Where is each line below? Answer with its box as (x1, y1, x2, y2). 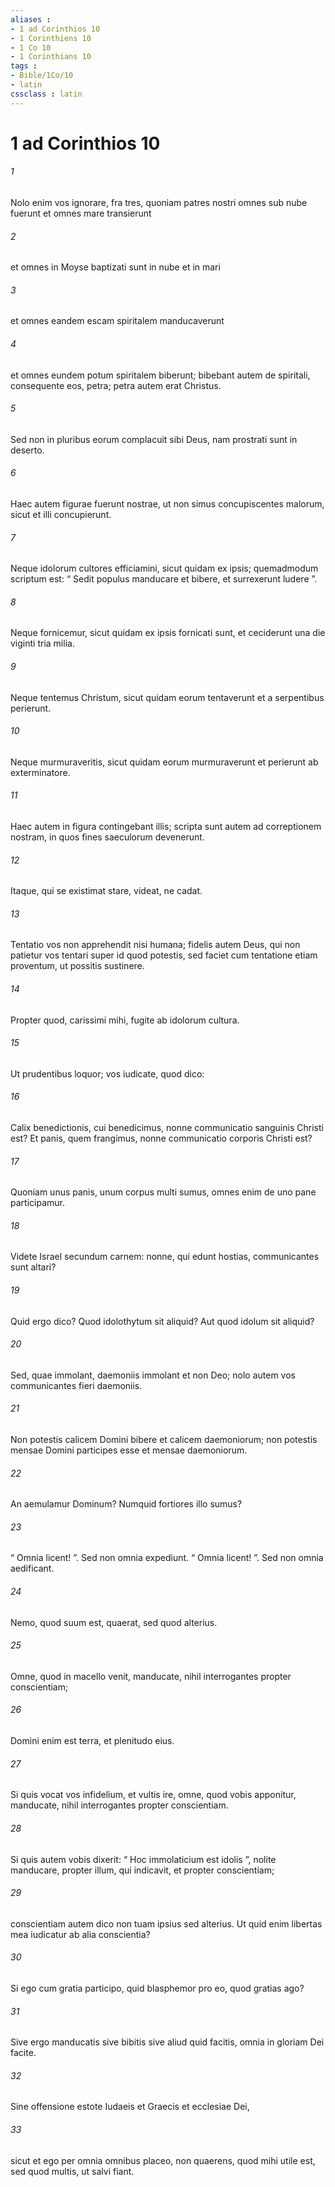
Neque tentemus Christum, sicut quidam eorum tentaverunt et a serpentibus (10, 691, 325, 703)
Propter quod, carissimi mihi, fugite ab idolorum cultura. (10, 1014, 240, 1026)
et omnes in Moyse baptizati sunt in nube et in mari (10, 261, 221, 273)
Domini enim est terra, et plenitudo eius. (10, 1735, 175, 1747)
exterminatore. (10, 766, 71, 778)
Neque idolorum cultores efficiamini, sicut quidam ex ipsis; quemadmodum (10, 562, 319, 575)
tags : (10, 61, 38, 71)
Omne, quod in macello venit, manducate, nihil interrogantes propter (10, 1670, 292, 1682)
